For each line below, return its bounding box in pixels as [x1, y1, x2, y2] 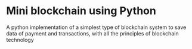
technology [6, 36, 34, 43]
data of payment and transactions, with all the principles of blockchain [6, 30, 179, 37]
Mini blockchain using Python [6, 4, 156, 18]
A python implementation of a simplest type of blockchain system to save [6, 24, 187, 31]
